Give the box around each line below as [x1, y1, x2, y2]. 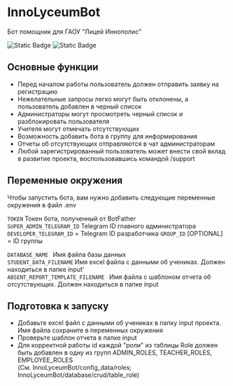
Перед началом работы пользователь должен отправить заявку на [17, 80, 219, 88]
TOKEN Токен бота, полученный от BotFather [7, 214, 136, 223]
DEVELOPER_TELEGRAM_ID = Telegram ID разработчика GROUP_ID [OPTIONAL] [7, 229, 223, 237]
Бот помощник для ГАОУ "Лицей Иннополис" [7, 27, 142, 36]
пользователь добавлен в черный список [17, 102, 142, 111]
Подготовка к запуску [7, 300, 109, 312]
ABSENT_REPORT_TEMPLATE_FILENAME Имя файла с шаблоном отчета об [7, 273, 211, 281]
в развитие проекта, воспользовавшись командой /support [17, 154, 195, 163]
